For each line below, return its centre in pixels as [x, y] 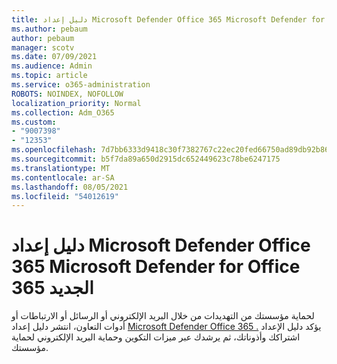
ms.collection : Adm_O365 [63, 112]
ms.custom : [34, 122]
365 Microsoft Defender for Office [156, 267]
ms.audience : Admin [52, 66]
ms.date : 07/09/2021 [54, 57]
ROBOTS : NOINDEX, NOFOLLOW [67, 94]
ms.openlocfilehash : [54, 150]
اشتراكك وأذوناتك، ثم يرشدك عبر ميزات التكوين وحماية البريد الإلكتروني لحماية [156, 337]
